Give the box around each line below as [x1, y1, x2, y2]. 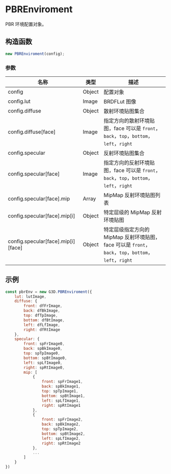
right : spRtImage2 [41, 440, 81, 446]
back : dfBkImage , [23, 308, 60, 314]
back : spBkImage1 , [41, 384, 81, 389]
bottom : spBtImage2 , [41, 431, 85, 436]
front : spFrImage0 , [23, 341, 65, 347]
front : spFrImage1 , [41, 379, 83, 384]
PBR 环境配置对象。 [5, 21, 47, 27]
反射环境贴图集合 [103, 149, 145, 156]
